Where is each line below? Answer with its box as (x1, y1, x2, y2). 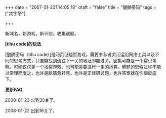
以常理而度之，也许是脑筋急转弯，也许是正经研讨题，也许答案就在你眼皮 (5, 70, 152, 76)
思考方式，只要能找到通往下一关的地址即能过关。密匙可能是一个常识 (13, 58, 152, 63)
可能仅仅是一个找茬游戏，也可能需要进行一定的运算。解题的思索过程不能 (13, 64, 161, 70)
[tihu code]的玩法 (5, 41, 41, 47)
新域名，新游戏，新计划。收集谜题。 (5, 31, 79, 36)
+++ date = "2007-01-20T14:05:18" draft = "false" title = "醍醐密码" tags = (5, 4, 157, 10)
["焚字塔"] (5, 10, 26, 16)
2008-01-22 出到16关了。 (5, 108, 57, 114)
